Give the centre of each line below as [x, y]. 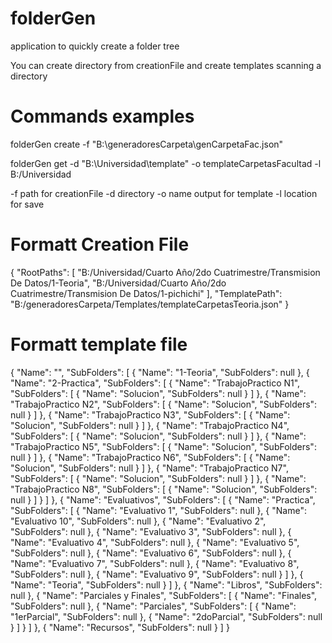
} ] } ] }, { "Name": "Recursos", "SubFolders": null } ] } [120, 627]
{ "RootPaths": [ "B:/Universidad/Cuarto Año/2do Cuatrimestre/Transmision [165, 272]
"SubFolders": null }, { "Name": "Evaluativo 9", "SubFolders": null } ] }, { [157, 574]
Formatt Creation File [100, 244]
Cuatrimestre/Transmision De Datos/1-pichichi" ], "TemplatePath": [146, 293]
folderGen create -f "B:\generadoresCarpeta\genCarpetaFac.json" [147, 144]
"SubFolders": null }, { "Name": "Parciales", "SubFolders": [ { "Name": [153, 606]
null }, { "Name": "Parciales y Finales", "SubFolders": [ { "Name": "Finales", [164, 595]
